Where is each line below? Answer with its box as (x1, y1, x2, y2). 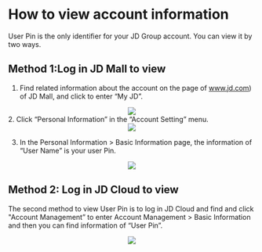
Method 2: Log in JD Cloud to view (8, 183, 179, 196)
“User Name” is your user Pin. (19, 146, 116, 155)
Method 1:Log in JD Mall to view (8, 63, 166, 76)
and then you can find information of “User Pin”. (8, 221, 163, 230)
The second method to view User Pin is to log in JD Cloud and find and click (8, 203, 254, 213)
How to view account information (8, 5, 229, 23)
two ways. (8, 39, 42, 49)
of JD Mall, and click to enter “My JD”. (19, 92, 144, 101)
